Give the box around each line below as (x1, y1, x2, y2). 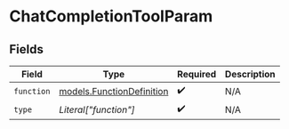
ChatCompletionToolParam (9, 6, 213, 27)
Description (225, 69, 276, 80)
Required (177, 69, 217, 80)
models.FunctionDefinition (59, 85, 169, 97)
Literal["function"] (59, 103, 135, 116)
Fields (9, 42, 44, 57)
